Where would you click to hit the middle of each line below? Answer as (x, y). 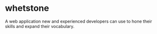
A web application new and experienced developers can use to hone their (78, 21)
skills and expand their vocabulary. (40, 26)
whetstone (27, 8)
